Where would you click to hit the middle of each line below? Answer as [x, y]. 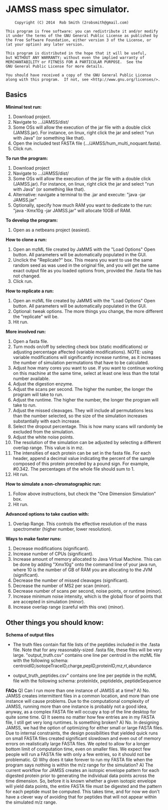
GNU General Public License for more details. [55, 66]
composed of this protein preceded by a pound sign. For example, [81, 464]
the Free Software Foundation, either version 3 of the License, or [78, 40]
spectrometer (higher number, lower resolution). [62, 529]
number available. [31, 378]
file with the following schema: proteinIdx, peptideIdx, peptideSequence [87, 681]
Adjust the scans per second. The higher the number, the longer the [83, 389]
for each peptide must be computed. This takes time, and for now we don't [83, 791]
